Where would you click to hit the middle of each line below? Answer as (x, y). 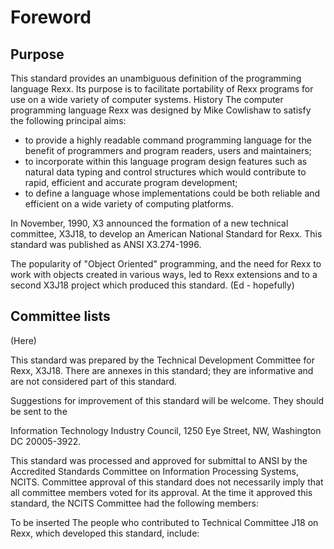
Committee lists (60, 316)
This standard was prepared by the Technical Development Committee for (162, 360)
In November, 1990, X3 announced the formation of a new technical (149, 223)
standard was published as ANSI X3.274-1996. (106, 244)
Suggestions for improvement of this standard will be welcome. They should (167, 400)
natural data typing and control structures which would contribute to (165, 172)
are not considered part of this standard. (93, 381)
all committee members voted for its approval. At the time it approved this (161, 492)
